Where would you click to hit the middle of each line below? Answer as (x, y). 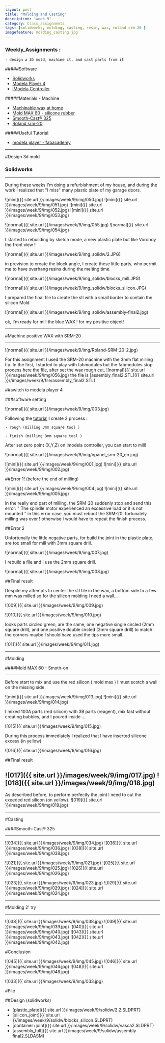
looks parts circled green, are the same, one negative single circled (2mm (80, 624)
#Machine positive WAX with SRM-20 (43, 336)
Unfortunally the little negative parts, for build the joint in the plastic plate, (79, 538)
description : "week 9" (28, 19)
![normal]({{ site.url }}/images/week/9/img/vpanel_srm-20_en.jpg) (72, 454)
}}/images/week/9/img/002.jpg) (37, 469)
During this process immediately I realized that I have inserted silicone (76, 736)
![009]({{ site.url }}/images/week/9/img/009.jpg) (54, 605)
